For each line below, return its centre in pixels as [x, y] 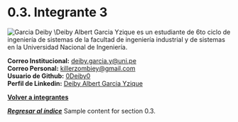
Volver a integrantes [38, 97]
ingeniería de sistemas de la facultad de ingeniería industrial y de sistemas [117, 39]
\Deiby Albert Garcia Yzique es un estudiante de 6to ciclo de [142, 32]
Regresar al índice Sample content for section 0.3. [82, 111]
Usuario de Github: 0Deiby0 [49, 76]
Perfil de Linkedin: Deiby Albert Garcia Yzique [75, 83]
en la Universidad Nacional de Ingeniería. [67, 47]
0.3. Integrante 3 [58, 12]
